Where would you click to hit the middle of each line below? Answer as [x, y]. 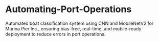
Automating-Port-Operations [69, 9]
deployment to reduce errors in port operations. [55, 34]
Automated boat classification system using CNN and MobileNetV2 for [79, 23]
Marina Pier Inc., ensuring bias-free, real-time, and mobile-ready [73, 28]
